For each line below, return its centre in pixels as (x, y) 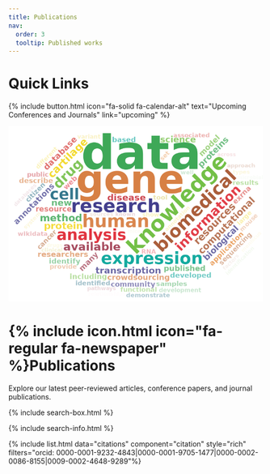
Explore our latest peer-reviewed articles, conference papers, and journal (131, 388)
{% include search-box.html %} (61, 412)
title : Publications (43, 17)
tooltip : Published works (59, 43)
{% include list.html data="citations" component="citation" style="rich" (127, 444)
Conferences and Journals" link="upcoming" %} (89, 115)
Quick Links (49, 84)
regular (33, 349)
